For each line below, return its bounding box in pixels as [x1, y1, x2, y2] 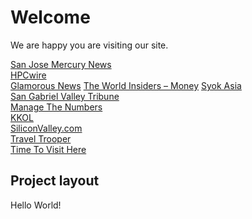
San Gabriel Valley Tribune [10, 90, 120, 102]
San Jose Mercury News [10, 58, 112, 70]
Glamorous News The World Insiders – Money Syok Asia [10, 79, 242, 91]
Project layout [10, 172, 100, 190]
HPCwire [10, 69, 47, 81]
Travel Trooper [10, 132, 72, 145]
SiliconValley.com [10, 122, 83, 134]
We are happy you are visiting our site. [10, 39, 169, 51]
